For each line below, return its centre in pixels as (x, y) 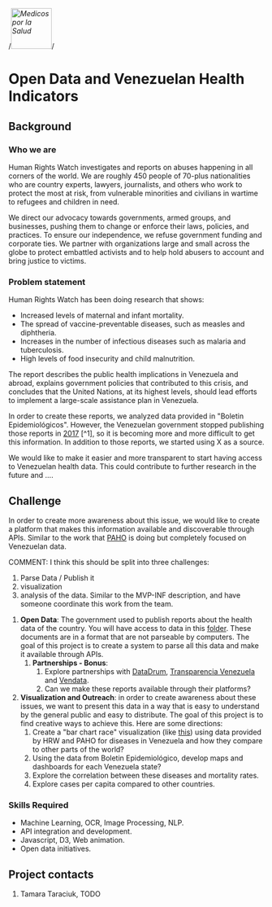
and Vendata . (67, 680)
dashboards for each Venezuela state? (97, 766)
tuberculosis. (42, 350)
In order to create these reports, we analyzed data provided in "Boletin (126, 416)
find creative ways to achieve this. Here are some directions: (121, 723)
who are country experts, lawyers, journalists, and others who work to (125, 184)
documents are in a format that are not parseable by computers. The (135, 637)
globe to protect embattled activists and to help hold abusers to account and (136, 252)
